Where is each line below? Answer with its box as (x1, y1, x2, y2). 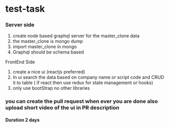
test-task (5, 3, 45, 15)
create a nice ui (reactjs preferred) (12, 69, 85, 75)
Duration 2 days (5, 117, 40, 123)
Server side (5, 21, 35, 29)
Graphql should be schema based (12, 49, 84, 55)
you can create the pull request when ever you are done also (5, 98, 158, 105)
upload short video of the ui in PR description (5, 104, 119, 111)
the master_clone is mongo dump (12, 38, 83, 44)
